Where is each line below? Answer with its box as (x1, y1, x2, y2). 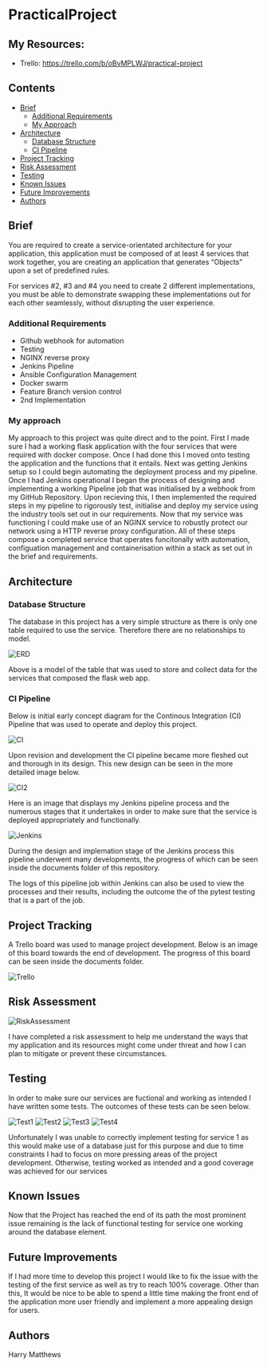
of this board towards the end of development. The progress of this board (8, 949, 251, 958)
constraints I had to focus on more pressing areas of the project (8, 1149, 218, 1159)
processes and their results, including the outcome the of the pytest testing (8, 887, 256, 897)
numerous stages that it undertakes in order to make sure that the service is (8, 807, 257, 816)
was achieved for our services (8, 1166, 108, 1176)
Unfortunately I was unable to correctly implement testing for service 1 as (8, 1132, 249, 1141)
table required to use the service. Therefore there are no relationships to (8, 625, 245, 634)
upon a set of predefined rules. (8, 265, 110, 275)
